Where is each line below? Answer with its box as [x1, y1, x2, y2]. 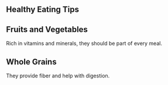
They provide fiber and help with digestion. [6, 72, 110, 79]
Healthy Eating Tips [6, 5, 80, 15]
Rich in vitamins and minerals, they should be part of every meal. [6, 40, 163, 47]
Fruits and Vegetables [6, 24, 88, 34]
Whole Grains [6, 56, 57, 66]
